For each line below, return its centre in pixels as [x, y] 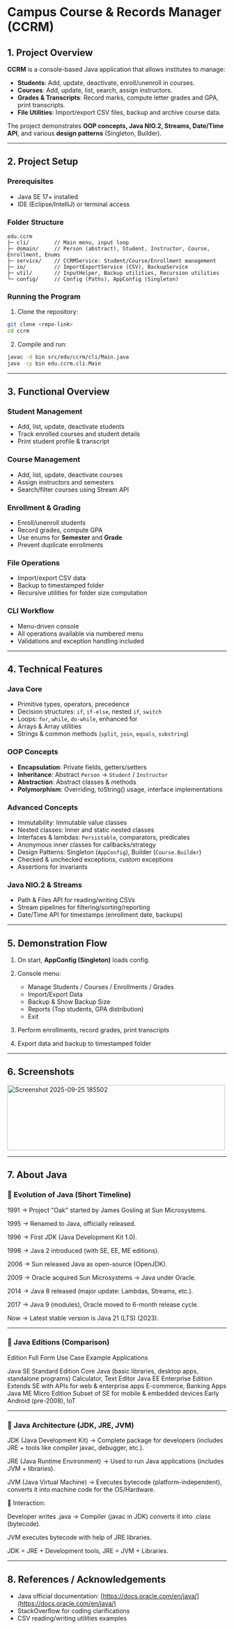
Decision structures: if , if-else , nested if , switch [89, 711]
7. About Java [37, 1175]
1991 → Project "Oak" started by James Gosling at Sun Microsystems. [107, 1210]
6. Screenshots [41, 1072]
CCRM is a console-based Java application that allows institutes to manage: [116, 69]
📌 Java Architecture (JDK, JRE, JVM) [71, 1425]
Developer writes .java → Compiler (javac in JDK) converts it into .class [109, 1517]
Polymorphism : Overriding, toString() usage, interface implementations [120, 789]
